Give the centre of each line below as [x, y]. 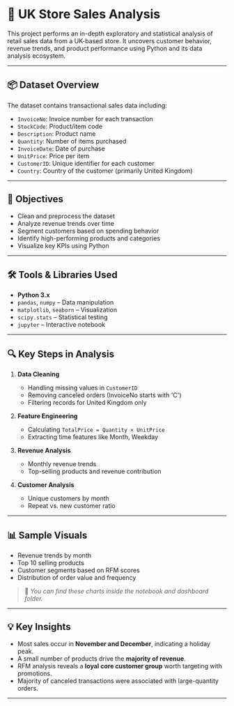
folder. [33, 598]
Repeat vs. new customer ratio [72, 506]
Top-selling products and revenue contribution [94, 471]
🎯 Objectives [36, 199]
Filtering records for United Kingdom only [87, 403]
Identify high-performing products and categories [89, 238]
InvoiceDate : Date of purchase [61, 148]
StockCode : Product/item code [60, 126]
